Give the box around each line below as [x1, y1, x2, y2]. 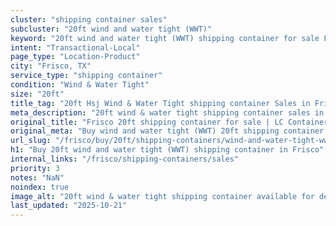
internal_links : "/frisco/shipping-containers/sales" [10, 154, 240, 164]
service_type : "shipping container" [10, 71, 163, 81]
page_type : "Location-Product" [10, 52, 141, 62]
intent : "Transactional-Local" [10, 42, 141, 53]
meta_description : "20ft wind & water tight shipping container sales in [10, 107, 325, 118]
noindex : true [10, 182, 70, 192]
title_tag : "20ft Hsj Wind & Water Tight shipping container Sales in [10, 98, 311, 108]
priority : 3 [10, 163, 60, 173]
